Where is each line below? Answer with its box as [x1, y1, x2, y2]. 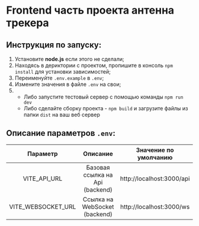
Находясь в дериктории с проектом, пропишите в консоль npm [14, 62, 174, 69]
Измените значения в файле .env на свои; [14, 81, 121, 88]
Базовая [86, 163, 110, 171]
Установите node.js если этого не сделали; [14, 56, 124, 62]
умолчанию [137, 153, 173, 161]
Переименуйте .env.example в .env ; [14, 75, 104, 81]
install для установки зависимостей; [14, 68, 111, 75]
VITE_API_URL [23, 174, 63, 183]
